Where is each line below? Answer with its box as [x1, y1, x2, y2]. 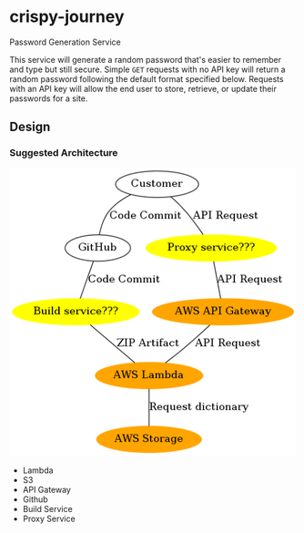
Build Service [22, 503, 73, 514]
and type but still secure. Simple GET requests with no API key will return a [9, 64, 286, 75]
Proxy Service [22, 513, 76, 524]
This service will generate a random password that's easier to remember [9, 54, 282, 65]
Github [22, 494, 48, 505]
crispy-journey [9, 6, 125, 27]
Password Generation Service [9, 36, 121, 47]
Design [9, 119, 51, 135]
